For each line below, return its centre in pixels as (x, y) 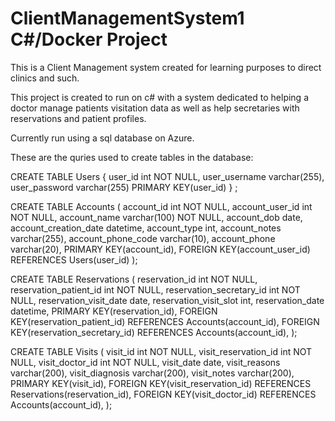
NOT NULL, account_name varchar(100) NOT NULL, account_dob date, (156, 217)
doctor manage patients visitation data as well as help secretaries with (155, 108)
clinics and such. (45, 78)
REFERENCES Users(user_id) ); (74, 259)
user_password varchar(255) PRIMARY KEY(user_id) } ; (124, 187)
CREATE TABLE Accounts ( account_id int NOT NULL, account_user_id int (161, 206)
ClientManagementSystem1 (127, 18)
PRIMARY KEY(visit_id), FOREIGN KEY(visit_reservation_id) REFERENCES (161, 383)
